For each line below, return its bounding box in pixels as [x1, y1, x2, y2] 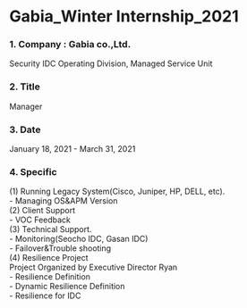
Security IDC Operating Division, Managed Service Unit [9, 58, 213, 69]
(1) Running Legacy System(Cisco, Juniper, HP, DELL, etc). [9, 186, 226, 197]
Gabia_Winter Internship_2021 [9, 6, 239, 27]
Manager [9, 101, 43, 112]
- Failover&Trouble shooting [9, 243, 112, 254]
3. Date [9, 123, 41, 136]
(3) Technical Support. [9, 224, 92, 235]
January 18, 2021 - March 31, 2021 [9, 144, 136, 154]
